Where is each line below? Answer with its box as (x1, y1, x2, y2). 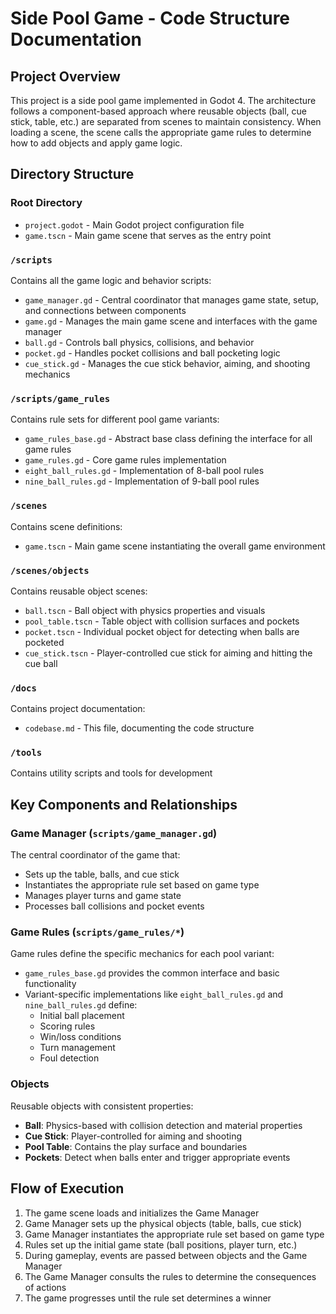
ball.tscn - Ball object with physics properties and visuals (24, 604, 266, 616)
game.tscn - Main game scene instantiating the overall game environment (24, 540, 326, 552)
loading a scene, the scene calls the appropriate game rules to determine (10, 127, 312, 138)
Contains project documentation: (10, 703, 146, 715)
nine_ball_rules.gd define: (24, 999, 138, 1011)
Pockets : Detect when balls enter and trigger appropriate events (24, 1151, 291, 1163)
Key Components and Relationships (10, 796, 238, 813)
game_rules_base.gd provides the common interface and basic (24, 967, 280, 979)
